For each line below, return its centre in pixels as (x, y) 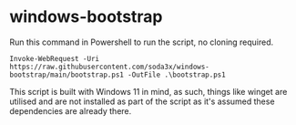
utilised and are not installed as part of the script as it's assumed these (142, 101)
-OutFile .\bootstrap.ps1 (176, 75)
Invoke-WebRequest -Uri (55, 58)
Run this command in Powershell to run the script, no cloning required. (142, 42)
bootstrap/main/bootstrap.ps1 (67, 75)
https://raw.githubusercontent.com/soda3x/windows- (109, 67)
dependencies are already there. (71, 110)
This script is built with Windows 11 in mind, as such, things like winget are (148, 91)
